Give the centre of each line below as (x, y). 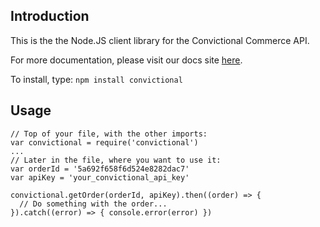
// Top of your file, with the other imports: (109, 134)
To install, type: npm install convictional (96, 79)
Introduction (50, 16)
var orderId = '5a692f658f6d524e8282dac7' (100, 169)
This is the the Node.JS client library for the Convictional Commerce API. (160, 40)
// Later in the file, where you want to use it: (116, 160)
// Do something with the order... (93, 204)
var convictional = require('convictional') (104, 142)
